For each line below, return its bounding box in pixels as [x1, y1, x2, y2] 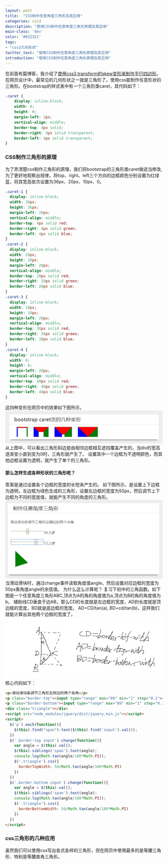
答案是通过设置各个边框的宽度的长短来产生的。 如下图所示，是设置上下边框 [5, 482, 160, 488]
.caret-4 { [5, 347, 28, 352]
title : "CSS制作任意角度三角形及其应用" [5, 13, 83, 18]
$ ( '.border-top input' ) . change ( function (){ [9, 738, 101, 743]
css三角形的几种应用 [5, 835, 55, 842]
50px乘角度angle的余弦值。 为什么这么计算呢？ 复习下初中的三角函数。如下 [5, 586, 161, 592]
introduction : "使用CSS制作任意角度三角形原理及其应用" [5, 55, 111, 60]
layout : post [5, 8, 32, 13]
